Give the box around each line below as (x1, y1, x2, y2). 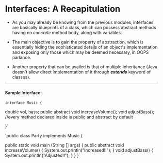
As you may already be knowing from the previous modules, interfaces (12, 19, 154, 25)
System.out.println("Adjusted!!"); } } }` (5, 152, 81, 158)
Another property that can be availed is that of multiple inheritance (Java (12, 64, 158, 70)
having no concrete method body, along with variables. (12, 30, 122, 35)
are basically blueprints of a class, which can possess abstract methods (12, 24, 156, 30)
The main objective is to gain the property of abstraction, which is (12, 39, 144, 44)
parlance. (12, 54, 32, 60)
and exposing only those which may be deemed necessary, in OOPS (12, 49, 149, 55)
